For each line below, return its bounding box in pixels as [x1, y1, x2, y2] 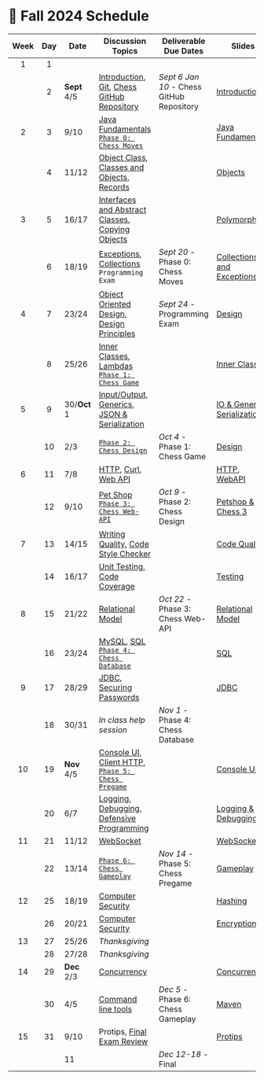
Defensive [98, 813, 136, 824]
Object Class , [98, 152, 148, 163]
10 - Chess [158, 81, 202, 92]
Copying [98, 223, 130, 234]
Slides [231, 40, 255, 51]
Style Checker [98, 548, 152, 559]
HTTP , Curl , [98, 463, 142, 474]
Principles [98, 328, 136, 339]
